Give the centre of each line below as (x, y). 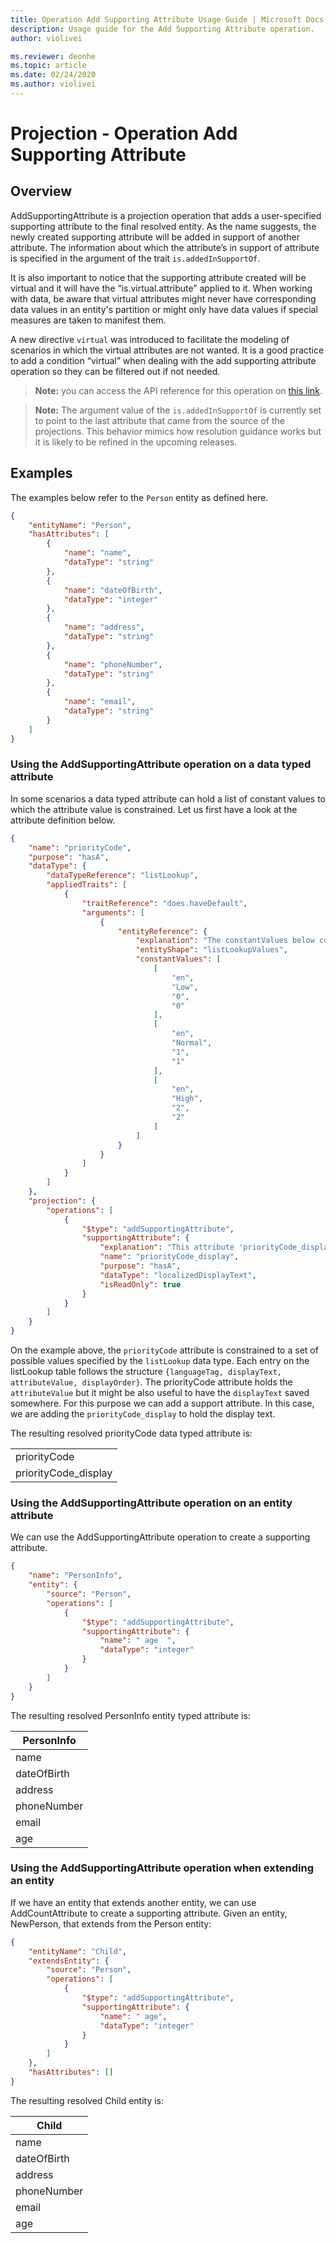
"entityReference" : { (162, 931)
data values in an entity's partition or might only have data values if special (164, 309)
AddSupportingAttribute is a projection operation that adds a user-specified (166, 215)
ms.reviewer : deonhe (53, 56)
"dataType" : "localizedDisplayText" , (178, 1275)
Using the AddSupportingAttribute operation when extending (162, 1868)
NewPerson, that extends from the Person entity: (111, 1923)
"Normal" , (192, 1043)
